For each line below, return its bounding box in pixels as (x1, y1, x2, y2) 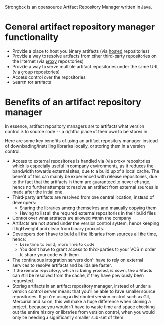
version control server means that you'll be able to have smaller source (12, 288, 156, 294)
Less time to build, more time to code (19, 241, 94, 247)
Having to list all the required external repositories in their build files (19, 210, 156, 216)
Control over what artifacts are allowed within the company (12, 215, 132, 221)
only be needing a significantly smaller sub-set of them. (12, 314, 125, 320)
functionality (5, 32, 59, 43)
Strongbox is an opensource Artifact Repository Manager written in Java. (5, 4, 152, 10)
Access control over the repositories (12, 74, 86, 80)
